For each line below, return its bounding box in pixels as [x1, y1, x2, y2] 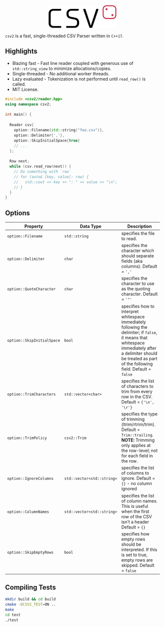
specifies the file [121, 230, 155, 236]
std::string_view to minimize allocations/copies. [12, 65, 111, 71]
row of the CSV [121, 513, 152, 519]
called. [12, 81, 26, 87]
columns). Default [121, 263, 158, 269]
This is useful [121, 503, 148, 509]
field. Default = [121, 366, 151, 372]
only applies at [121, 442, 151, 448]
